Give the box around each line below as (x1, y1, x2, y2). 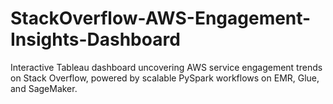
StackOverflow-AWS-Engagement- (10, 7, 312, 30)
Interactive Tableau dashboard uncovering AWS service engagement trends (10, 61, 323, 73)
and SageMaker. (10, 82, 78, 94)
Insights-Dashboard (10, 28, 181, 51)
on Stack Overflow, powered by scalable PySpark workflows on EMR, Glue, (10, 72, 320, 84)
